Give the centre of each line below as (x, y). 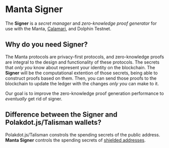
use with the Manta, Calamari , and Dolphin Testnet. (58, 28)
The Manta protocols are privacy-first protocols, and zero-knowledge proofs (85, 57)
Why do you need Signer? (47, 45)
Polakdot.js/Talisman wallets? (53, 122)
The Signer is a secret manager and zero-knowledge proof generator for (81, 23)
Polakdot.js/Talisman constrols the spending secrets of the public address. (83, 134)
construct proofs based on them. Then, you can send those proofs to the (81, 78)
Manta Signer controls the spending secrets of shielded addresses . (76, 140)
